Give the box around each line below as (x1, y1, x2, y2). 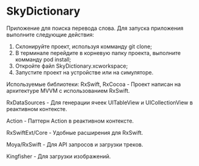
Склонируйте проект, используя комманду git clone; (15, 43, 153, 50)
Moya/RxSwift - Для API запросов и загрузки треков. (6, 140, 143, 148)
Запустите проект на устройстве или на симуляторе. (15, 68, 154, 76)
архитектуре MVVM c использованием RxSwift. (6, 87, 130, 94)
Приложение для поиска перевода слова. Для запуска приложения (6, 24, 184, 32)
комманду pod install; (15, 56, 71, 63)
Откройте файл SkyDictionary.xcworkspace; (15, 62, 128, 70)
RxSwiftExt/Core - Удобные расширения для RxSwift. (6, 129, 143, 136)
